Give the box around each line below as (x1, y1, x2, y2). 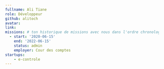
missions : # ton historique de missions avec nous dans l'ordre (5, 30, 139, 34)
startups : (5, 52, 25, 57)
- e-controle (14, 57, 41, 62)
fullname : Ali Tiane (5, 7, 47, 12)
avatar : (5, 20, 21, 26)
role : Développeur (5, 12, 42, 17)
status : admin (14, 43, 42, 48)
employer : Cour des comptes (14, 48, 71, 52)
